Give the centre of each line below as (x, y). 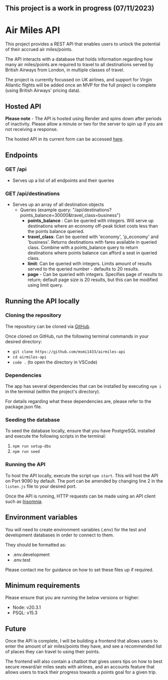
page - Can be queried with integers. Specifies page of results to (95, 275)
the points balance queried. (56, 232)
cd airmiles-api (29, 357)
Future (16, 629)
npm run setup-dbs (32, 446)
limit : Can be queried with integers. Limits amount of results (90, 264)
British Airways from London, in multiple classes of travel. (65, 70)
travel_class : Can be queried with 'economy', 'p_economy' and (93, 237)
